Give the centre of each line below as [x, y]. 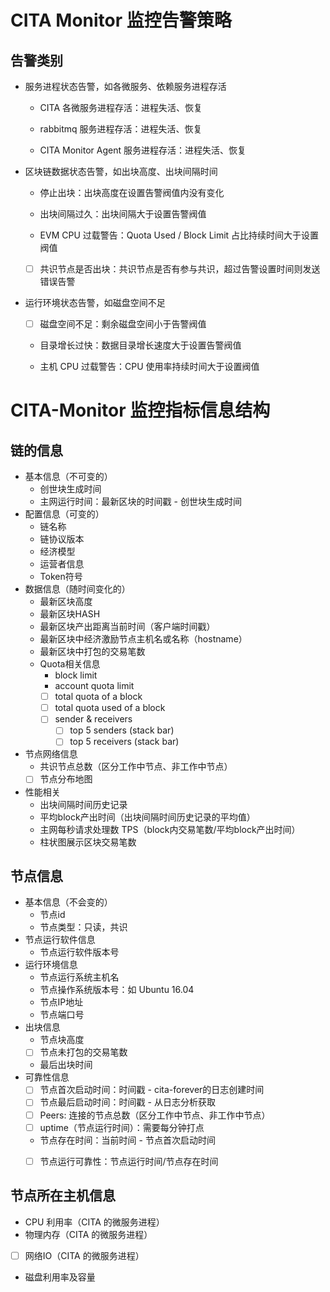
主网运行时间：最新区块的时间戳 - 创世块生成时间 [140, 502]
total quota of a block [98, 697]
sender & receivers [93, 719]
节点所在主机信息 [63, 1196]
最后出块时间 [66, 1065]
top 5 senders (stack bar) [122, 730]
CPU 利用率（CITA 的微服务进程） [94, 1222]
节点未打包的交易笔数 [83, 1052]
